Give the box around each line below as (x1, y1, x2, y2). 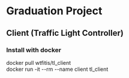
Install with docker (6, 46, 62, 54)
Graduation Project (6, 4, 103, 18)
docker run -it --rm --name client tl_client (6, 65, 109, 73)
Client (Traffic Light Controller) (6, 28, 124, 38)
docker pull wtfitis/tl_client (6, 59, 71, 66)
